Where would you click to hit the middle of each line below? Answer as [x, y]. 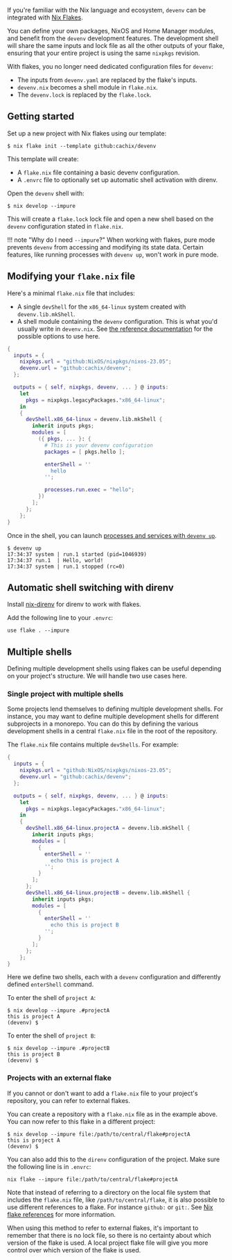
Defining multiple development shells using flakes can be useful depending [114, 669]
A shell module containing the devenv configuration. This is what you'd [117, 321]
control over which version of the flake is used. [74, 1250]
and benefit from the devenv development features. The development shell [113, 38]
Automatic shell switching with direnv [91, 588]
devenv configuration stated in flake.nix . [65, 226]
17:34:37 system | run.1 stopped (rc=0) [66, 566]
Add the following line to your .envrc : [60, 618]
